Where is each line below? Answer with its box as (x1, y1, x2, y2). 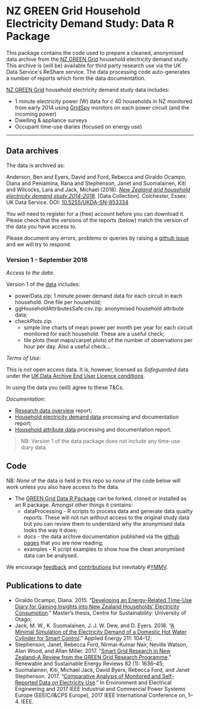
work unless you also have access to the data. (6, 483, 120, 490)
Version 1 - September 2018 (6, 255, 88, 263)
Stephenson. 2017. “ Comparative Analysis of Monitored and (14, 672, 161, 680)
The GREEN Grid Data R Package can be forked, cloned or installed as (14, 495, 187, 502)
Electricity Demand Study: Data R (6, 17, 174, 30)
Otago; (14, 615, 32, 622)
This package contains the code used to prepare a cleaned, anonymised (6, 49, 184, 56)
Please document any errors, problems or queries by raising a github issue (6, 234, 189, 241)
